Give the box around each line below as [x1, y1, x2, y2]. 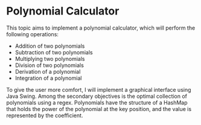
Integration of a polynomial [14, 74, 82, 82]
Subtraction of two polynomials [14, 48, 94, 56]
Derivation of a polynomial [14, 68, 81, 75]
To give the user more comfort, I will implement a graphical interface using [6, 86, 191, 93]
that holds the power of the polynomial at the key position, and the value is [6, 105, 192, 112]
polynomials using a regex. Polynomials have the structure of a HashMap [6, 98, 188, 106]
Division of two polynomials [14, 62, 85, 69]
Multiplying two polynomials [14, 55, 85, 62]
